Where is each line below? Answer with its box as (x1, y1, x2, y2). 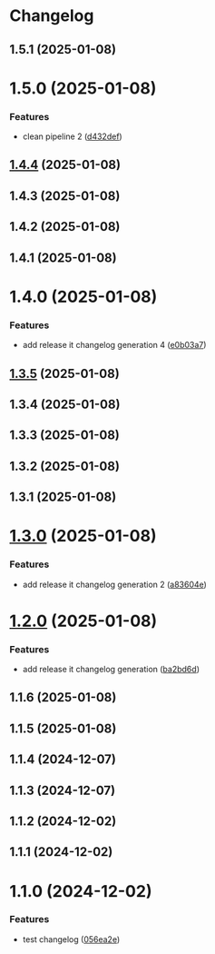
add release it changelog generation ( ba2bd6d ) (22, 664, 200, 675)
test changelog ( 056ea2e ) (22, 933, 121, 945)
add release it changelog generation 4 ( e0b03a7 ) (22, 340, 207, 351)
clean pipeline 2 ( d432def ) (22, 131, 122, 142)
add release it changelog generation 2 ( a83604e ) (22, 579, 207, 590)
